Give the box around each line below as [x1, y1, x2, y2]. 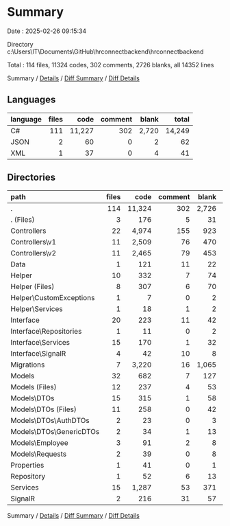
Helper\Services [10, 304, 63, 313]
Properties [10, 460, 44, 470]
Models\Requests [10, 449, 67, 459]
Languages [7, 94, 56, 106]
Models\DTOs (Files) [10, 404, 77, 414]
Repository [10, 471, 46, 481]
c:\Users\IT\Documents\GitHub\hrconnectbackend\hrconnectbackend [7, 47, 204, 56]
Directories [7, 172, 56, 183]
